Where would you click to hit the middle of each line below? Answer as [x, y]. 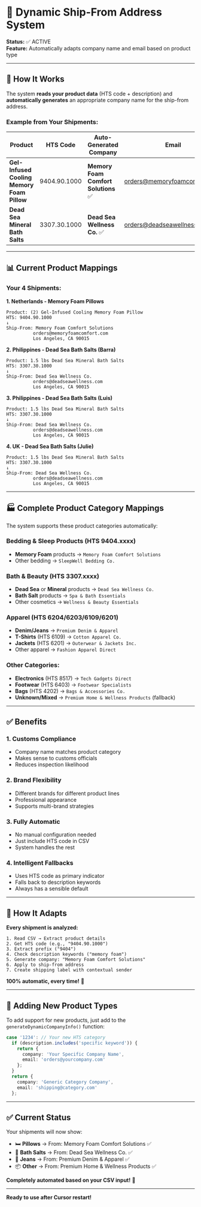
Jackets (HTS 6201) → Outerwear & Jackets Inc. [76, 643]
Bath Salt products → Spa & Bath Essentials [70, 595]
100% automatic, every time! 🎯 [45, 981]
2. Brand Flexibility [34, 780]
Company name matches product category [68, 752]
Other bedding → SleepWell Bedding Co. [65, 561]
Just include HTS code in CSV [52, 841]
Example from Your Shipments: [52, 122]
